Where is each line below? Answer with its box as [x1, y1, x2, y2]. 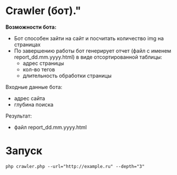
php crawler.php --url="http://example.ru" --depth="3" [5, 163, 145, 169]
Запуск [5, 145, 43, 157]
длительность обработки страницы [22, 72, 112, 79]
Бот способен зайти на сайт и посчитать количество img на [13, 35, 164, 42]
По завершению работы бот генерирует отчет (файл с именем [13, 47, 171, 54]
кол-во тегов [22, 66, 55, 73]
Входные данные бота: [5, 83, 63, 90]
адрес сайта [13, 95, 45, 102]
